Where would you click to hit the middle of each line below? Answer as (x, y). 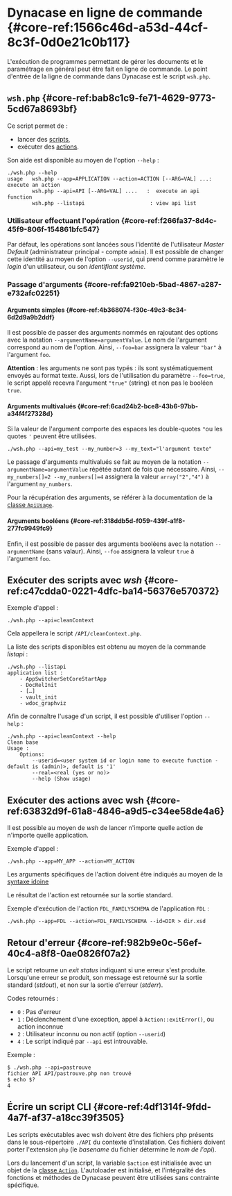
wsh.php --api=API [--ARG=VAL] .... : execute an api (116, 191)
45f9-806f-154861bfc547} (54, 229)
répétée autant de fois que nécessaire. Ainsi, (153, 470)
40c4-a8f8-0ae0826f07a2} (69, 953)
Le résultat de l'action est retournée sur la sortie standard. (90, 895)
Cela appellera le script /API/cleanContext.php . (74, 633)
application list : (35, 673)
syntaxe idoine (28, 882)
